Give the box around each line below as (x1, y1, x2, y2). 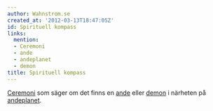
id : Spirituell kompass (7, 23, 77, 30)
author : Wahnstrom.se (7, 10, 71, 18)
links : (7, 30, 27, 37)
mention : (13, 37, 39, 44)
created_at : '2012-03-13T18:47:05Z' (7, 17, 114, 24)
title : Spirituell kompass (7, 69, 86, 76)
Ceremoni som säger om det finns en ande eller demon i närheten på (7, 89, 207, 97)
